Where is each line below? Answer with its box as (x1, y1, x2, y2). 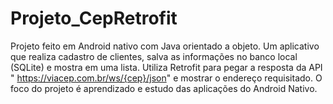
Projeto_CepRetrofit (10, 7, 178, 30)
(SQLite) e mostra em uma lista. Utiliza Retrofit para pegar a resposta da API (10, 61, 323, 73)
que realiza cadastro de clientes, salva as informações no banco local (10, 50, 298, 62)
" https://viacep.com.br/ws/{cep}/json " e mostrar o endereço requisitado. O (10, 72, 323, 84)
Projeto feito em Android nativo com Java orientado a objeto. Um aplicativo (10, 40, 320, 52)
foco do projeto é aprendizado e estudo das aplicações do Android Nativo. (10, 82, 318, 94)
